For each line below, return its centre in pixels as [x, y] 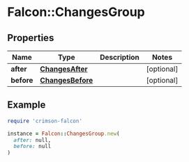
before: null [32, 147]
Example [27, 105]
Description [120, 57]
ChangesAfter [64, 69]
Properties [31, 38]
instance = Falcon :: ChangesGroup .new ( [63, 133]
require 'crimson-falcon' [45, 121]
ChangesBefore [67, 80]
